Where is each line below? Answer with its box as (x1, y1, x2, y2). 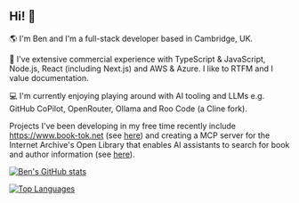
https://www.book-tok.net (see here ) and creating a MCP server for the (9, 130, 271, 141)
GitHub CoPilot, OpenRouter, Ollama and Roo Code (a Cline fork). (9, 103, 247, 114)
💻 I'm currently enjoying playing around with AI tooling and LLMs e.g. (9, 90, 265, 101)
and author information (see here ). (9, 149, 135, 159)
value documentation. (9, 72, 89, 83)
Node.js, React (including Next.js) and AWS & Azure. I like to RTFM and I (9, 63, 273, 74)
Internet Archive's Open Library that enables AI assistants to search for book (9, 139, 290, 150)
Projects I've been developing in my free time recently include (9, 120, 237, 131)
